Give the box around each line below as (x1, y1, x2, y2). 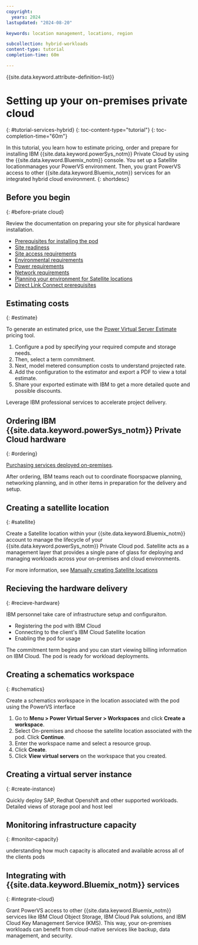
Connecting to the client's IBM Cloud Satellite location (14, 628, 146, 636)
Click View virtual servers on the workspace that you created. (14, 752, 167, 759)
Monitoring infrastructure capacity (6, 820, 137, 830)
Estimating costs (6, 299, 70, 309)
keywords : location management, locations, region (6, 30, 133, 36)
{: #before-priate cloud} (6, 208, 64, 215)
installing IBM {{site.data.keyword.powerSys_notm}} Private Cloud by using (6, 150, 189, 157)
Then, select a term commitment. (14, 356, 95, 363)
